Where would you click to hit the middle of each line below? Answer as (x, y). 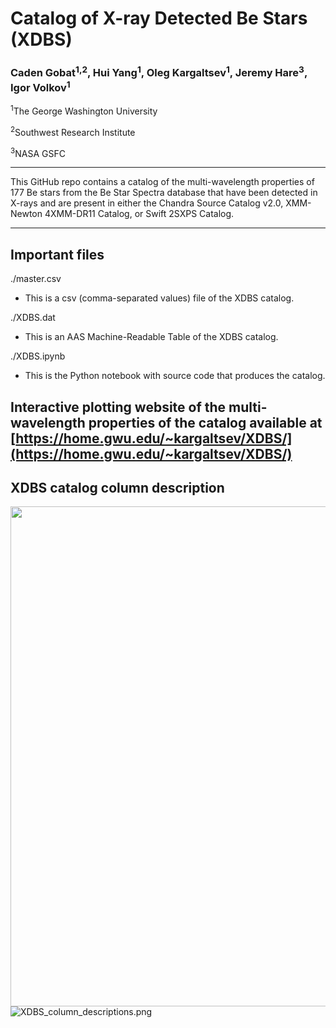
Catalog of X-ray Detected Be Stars (159, 18)
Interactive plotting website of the (118, 407)
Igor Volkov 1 (40, 86)
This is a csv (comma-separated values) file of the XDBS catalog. (159, 298)
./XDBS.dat (33, 318)
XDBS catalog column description (117, 487)
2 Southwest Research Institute (73, 131)
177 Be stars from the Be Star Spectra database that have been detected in (164, 193)
